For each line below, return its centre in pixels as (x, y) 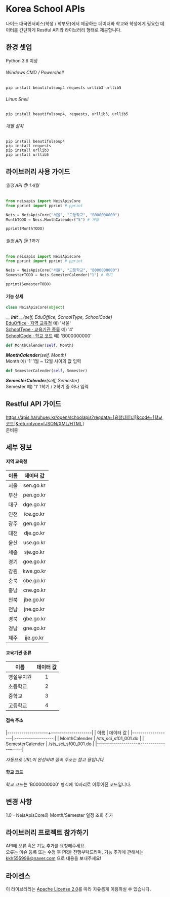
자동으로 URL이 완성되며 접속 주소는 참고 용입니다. (55, 759)
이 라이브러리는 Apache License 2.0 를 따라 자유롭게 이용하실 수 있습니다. (78, 889)
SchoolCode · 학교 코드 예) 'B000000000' (49, 336)
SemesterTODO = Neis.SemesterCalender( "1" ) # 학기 (59, 275)
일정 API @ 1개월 (23, 185)
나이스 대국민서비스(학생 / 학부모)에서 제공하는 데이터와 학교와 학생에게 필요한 (82, 23)
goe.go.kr (34, 561)
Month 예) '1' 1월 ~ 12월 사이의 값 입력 (44, 361)
